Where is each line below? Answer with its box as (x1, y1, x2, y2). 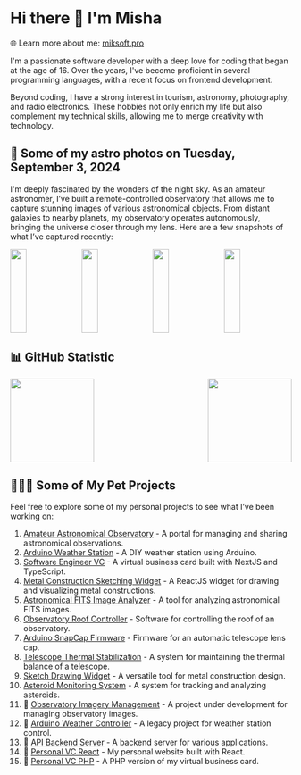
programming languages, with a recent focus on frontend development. (10, 74, 273, 85)
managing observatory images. (22, 709, 138, 720)
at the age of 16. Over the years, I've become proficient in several (10, 64, 251, 75)
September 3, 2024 (10, 160, 121, 175)
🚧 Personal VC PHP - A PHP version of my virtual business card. (22, 756, 260, 767)
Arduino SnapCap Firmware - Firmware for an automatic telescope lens (22, 633, 287, 644)
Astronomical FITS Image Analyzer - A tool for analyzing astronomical (22, 595, 280, 605)
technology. (10, 120, 54, 130)
